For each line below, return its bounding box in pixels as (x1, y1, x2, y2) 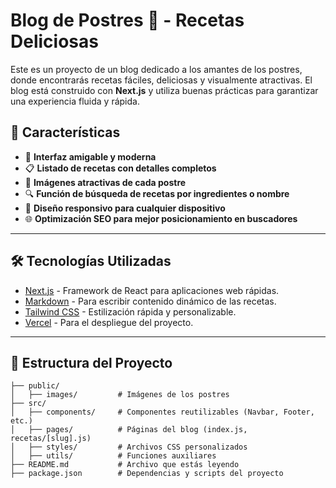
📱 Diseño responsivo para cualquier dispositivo (24, 202, 226, 214)
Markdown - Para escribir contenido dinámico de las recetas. (24, 295, 277, 307)
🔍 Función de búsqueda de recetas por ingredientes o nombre (24, 187, 290, 199)
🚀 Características (10, 124, 121, 141)
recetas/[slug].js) (10, 434, 92, 444)
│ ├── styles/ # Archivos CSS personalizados (10, 442, 248, 453)
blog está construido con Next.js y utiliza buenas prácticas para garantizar (10, 84, 319, 96)
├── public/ (10, 381, 60, 391)
